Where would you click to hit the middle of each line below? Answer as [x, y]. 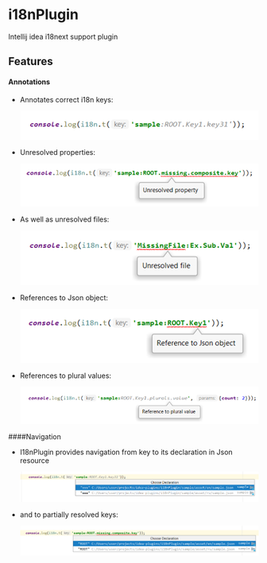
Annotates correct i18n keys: [66, 99]
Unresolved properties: [57, 152]
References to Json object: [64, 297]
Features [31, 62]
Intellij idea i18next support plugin [63, 37]
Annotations [29, 82]
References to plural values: [66, 376]
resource [35, 461]
